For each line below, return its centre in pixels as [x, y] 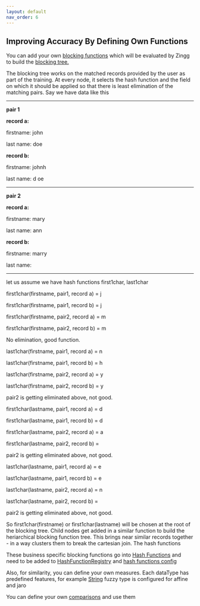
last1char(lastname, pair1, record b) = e [54, 478]
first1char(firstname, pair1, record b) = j [54, 305]
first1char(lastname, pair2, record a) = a [55, 432]
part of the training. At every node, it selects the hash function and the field [98, 80]
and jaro [16, 585]
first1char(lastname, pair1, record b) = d [54, 421]
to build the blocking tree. [38, 62]
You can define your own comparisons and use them [71, 597]
